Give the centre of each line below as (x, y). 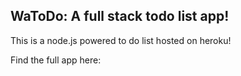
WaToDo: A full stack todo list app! (120, 16)
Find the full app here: (56, 60)
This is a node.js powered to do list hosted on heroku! (121, 40)
